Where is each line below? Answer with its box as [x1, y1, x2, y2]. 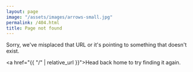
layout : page [6, 8, 39, 15]
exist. [6, 48, 20, 55]
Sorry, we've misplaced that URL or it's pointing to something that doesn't [6, 41, 187, 48]
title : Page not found [6, 25, 62, 31]
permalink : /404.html [6, 19, 60, 25]
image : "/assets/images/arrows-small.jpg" [6, 14, 113, 20]
